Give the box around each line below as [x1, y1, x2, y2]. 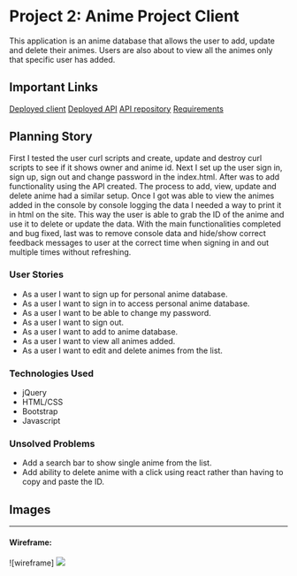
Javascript [21, 416, 61, 426]
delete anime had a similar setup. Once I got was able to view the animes [9, 190, 275, 201]
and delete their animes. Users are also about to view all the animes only [9, 44, 273, 55]
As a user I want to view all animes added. [21, 335, 176, 346]
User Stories [9, 268, 65, 280]
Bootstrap [21, 406, 58, 417]
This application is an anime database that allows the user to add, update [9, 35, 276, 46]
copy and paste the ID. [21, 476, 104, 488]
